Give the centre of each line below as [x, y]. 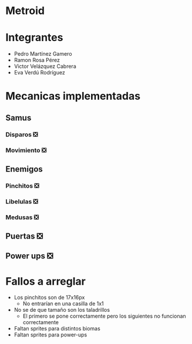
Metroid [25, 11]
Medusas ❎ [22, 217]
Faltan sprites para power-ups [50, 335]
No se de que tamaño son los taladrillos [62, 310]
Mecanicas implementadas [73, 96]
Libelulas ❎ [22, 202]
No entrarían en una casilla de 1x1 [63, 304]
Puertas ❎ [24, 236]
